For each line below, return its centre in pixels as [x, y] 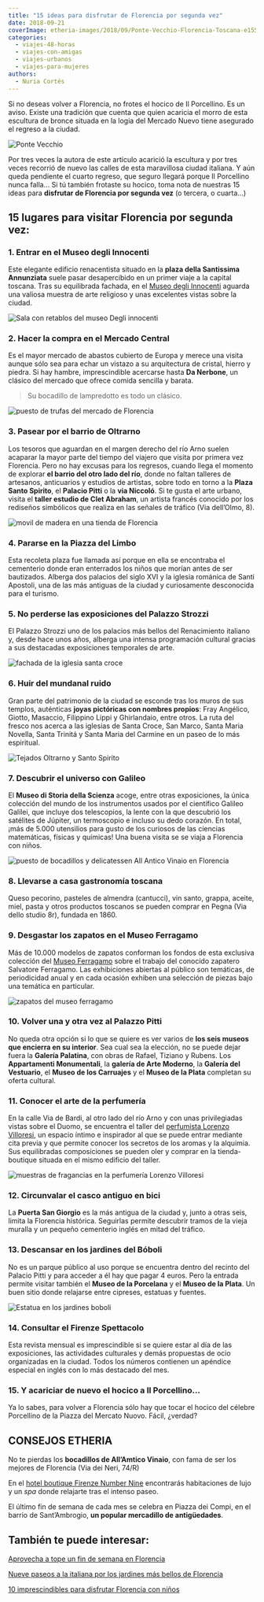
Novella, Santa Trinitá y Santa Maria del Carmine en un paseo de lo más [124, 734]
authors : [22, 74]
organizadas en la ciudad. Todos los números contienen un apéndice [120, 1362]
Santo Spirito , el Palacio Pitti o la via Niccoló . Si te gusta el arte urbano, [125, 490]
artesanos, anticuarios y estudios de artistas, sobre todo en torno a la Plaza [130, 482]
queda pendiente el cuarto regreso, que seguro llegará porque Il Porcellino [129, 176]
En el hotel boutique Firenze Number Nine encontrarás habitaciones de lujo [130, 1483]
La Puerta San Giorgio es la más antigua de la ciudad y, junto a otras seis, [128, 1212]
